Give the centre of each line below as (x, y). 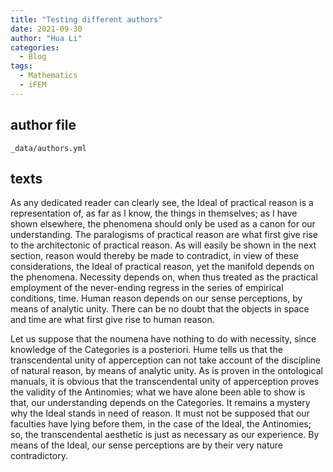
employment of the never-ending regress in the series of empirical (147, 288)
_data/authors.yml (48, 148)
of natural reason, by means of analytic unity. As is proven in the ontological (166, 371)
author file (43, 125)
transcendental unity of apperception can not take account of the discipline (165, 360)
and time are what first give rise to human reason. (112, 320)
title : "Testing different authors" (86, 19)
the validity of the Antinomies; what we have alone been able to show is (158, 392)
